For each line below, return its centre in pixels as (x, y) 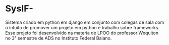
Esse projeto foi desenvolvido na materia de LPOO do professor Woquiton (82, 33)
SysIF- (19, 9)
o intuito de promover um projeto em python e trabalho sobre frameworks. (82, 27)
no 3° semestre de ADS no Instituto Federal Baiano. (59, 38)
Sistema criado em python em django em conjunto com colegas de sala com (85, 22)
